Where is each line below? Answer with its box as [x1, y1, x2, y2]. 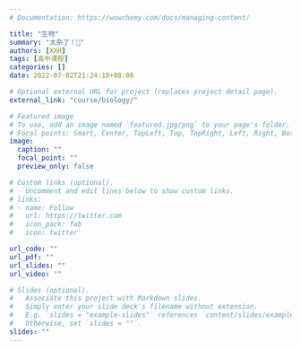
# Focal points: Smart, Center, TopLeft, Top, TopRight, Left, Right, [9, 128, 279, 137]
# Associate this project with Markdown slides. [9, 293, 202, 303]
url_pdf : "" [9, 252, 54, 261]
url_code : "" [9, 244, 58, 253]
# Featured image [9, 111, 74, 121]
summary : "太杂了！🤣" [9, 38, 85, 47]
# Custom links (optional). [9, 178, 115, 187]
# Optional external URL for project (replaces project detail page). [9, 87, 279, 96]
